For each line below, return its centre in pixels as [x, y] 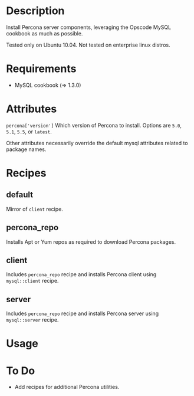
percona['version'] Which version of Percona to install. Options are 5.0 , [94, 125]
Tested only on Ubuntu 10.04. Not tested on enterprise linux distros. [88, 45]
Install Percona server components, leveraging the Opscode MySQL [89, 27]
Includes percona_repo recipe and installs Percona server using [83, 313]
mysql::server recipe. [32, 320]
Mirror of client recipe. [34, 209]
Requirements [41, 69]
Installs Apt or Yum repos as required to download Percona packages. [91, 242]
